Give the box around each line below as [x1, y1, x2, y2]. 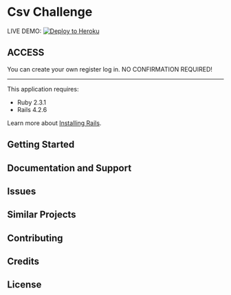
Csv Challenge [7, 4, 93, 20]
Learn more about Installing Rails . [7, 118, 102, 127]
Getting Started [7, 139, 75, 151]
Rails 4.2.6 [16, 105, 47, 113]
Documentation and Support [7, 162, 132, 174]
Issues [7, 185, 36, 197]
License [7, 279, 42, 291]
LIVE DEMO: [7, 27, 42, 35]
